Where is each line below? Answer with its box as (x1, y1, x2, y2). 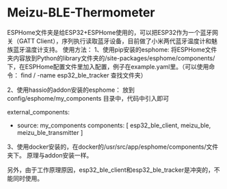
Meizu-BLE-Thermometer (7, 5, 155, 21)
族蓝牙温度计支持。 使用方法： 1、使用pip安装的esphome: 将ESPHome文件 (7, 45, 217, 53)
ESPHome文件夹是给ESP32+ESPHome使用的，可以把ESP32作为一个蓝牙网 (7, 28, 219, 36)
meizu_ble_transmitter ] (16, 128, 83, 136)
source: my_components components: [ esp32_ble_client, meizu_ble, (16, 121, 211, 129)
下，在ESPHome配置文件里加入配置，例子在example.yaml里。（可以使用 (7, 62, 209, 71)
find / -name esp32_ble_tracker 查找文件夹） (20, 71, 147, 79)
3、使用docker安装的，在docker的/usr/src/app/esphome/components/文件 (7, 142, 219, 151)
